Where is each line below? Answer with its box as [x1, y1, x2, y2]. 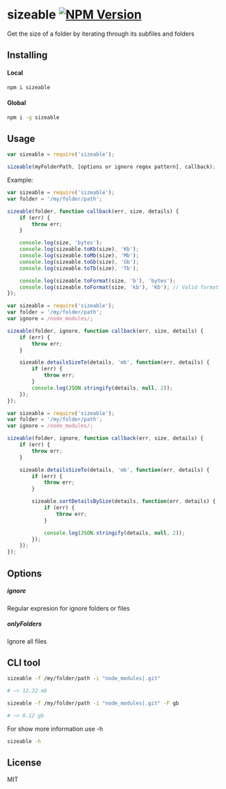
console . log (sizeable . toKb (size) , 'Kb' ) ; [19, 246, 139, 253]
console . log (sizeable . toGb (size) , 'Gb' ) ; [19, 258, 139, 266]
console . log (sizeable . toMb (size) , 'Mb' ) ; [19, 252, 139, 259]
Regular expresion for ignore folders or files [7, 604, 130, 612]
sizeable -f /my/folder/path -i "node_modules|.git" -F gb [7, 700, 179, 707]
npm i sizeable [7, 84, 51, 91]
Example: [7, 176, 34, 185]
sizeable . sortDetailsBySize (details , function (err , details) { [32, 498, 216, 505]
